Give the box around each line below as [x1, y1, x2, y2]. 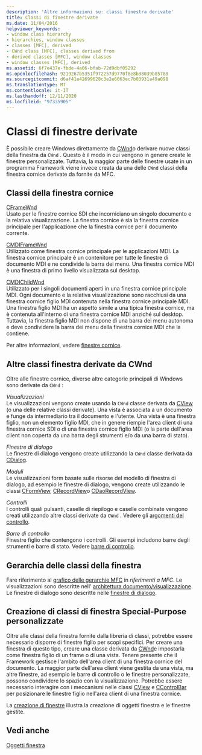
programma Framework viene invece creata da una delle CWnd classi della [6, 164, 188, 171]
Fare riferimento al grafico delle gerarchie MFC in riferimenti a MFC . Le [6, 576, 183, 583]
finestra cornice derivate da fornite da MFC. [6, 170, 116, 178]
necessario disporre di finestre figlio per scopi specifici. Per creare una [6, 638, 183, 646]
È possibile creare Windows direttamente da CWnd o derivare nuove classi [6, 144, 190, 152]
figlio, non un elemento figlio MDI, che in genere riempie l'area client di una [6, 419, 193, 426]
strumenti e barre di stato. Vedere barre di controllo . [6, 543, 136, 550]
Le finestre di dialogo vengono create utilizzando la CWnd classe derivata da [6, 450, 193, 457]
